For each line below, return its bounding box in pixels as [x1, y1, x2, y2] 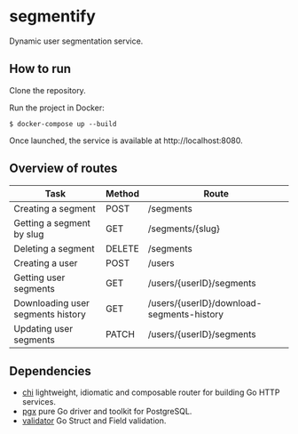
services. [21, 397, 56, 407]
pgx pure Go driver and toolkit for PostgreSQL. [21, 406, 192, 417]
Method [106, 187, 140, 199]
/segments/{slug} [147, 222, 220, 235]
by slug [13, 228, 44, 240]
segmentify [9, 6, 96, 27]
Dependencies [9, 363, 91, 379]
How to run [9, 61, 72, 76]
